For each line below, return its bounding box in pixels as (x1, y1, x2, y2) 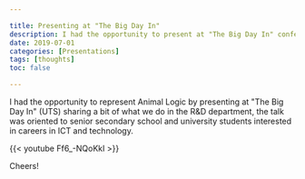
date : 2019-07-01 (9, 38, 75, 47)
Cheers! (9, 161, 39, 171)
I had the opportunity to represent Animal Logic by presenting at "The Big (9, 96, 284, 107)
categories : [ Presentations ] (9, 46, 120, 55)
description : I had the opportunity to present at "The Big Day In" (9, 29, 274, 39)
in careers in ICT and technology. (9, 125, 133, 136)
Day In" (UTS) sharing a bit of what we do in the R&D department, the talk (9, 106, 284, 116)
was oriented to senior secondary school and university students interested (9, 115, 292, 126)
